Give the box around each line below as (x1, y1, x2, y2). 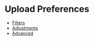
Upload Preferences (4, 3, 89, 15)
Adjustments (11, 25, 38, 31)
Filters (11, 20, 25, 26)
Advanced (11, 30, 33, 36)
